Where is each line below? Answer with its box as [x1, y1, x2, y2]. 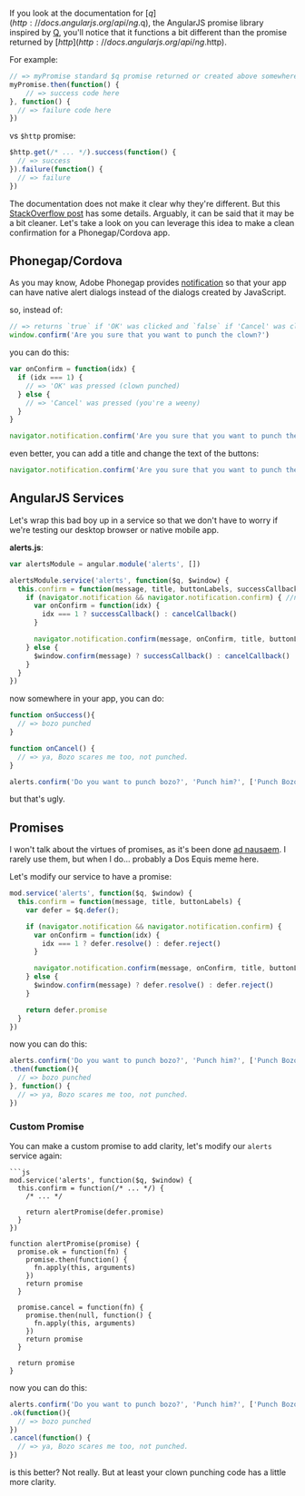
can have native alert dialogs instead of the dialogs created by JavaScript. [9, 287, 287, 298]
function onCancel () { [9, 743, 95, 753]
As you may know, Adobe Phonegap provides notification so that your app [9, 277, 287, 289]
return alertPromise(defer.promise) [25, 1207, 165, 1216]
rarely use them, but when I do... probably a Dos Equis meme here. [9, 853, 260, 865]
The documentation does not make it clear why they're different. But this [9, 198, 280, 209]
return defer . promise [25, 1005, 107, 1015]
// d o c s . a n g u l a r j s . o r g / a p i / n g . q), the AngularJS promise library [34, 17, 264, 28]
